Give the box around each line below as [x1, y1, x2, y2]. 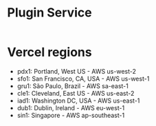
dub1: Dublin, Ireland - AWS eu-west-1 [16, 103, 125, 112]
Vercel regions [7, 45, 92, 60]
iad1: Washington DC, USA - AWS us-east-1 [16, 96, 140, 105]
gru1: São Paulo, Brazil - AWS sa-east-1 [16, 81, 129, 90]
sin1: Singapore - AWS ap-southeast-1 [16, 111, 125, 119]
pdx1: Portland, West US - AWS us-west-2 [16, 67, 136, 75]
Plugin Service [7, 5, 92, 21]
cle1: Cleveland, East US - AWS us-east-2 [16, 89, 135, 97]
